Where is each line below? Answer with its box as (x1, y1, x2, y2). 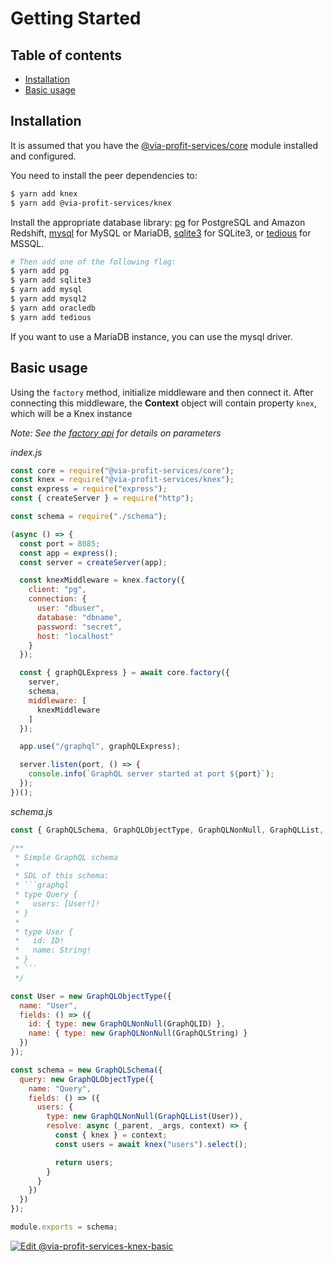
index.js (10, 446, 43, 458)
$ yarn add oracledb (10, 303, 97, 313)
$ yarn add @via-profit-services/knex (10, 198, 172, 208)
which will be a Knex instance (10, 407, 133, 419)
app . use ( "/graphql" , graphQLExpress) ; (19, 742, 182, 752)
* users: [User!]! (14, 898, 101, 909)
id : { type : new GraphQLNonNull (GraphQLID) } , (28, 1019, 226, 1029)
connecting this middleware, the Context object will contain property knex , (10, 397, 318, 409)
